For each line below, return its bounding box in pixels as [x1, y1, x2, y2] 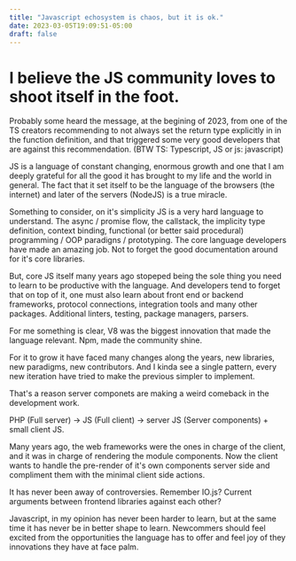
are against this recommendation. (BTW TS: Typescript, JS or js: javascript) [9, 144, 284, 155]
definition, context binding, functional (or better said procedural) [9, 225, 245, 236]
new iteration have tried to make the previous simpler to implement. [9, 371, 255, 382]
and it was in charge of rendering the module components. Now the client [9, 451, 278, 462]
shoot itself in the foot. [9, 86, 180, 106]
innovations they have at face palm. [9, 542, 139, 552]
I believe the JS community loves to [9, 67, 277, 88]
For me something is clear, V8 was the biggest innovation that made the [9, 325, 271, 337]
